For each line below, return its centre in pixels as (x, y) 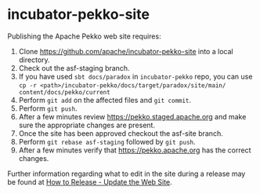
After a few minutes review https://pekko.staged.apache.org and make (132, 116)
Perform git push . (48, 108)
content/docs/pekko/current (64, 92)
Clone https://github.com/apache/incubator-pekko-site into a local (126, 51)
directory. (34, 60)
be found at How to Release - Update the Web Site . (90, 181)
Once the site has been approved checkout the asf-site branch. (121, 133)
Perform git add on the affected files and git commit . (105, 100)
